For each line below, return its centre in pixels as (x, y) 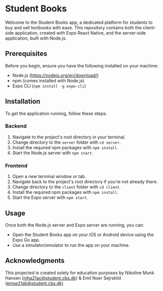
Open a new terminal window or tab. (49, 176)
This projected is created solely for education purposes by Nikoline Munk (80, 273)
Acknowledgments (35, 261)
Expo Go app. (26, 240)
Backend (16, 126)
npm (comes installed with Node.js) (48, 80)
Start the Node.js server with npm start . (53, 153)
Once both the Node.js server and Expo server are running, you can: (75, 225)
